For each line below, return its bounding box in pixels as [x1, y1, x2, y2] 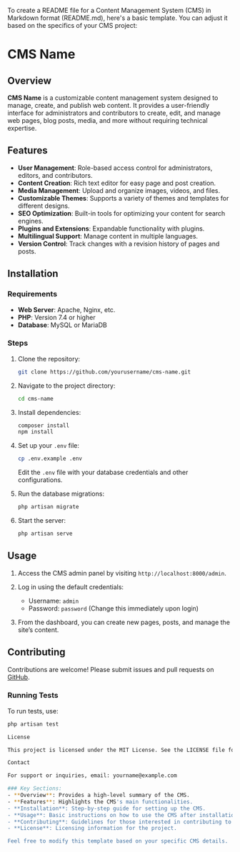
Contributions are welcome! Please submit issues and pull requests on [7, 665, 214, 673]
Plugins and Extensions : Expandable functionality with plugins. [17, 224, 205, 233]
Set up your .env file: [17, 441, 80, 450]
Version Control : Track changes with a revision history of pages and [17, 239, 220, 248]
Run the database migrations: [17, 489, 105, 498]
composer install [17, 421, 70, 429]
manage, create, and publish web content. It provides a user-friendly [7, 101, 209, 109]
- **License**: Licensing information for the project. [7, 825, 177, 832]
